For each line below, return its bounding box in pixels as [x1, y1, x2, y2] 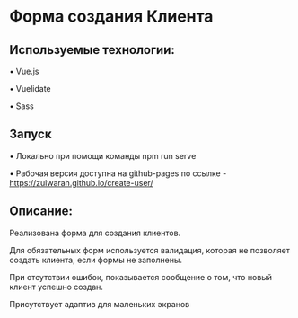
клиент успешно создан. [9, 281, 103, 292]
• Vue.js [9, 66, 39, 76]
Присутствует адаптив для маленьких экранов [9, 298, 190, 309]
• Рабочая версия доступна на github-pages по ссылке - [9, 168, 227, 179]
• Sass [9, 101, 34, 111]
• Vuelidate [9, 84, 51, 93]
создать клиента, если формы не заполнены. [9, 254, 182, 265]
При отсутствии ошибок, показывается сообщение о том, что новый [9, 271, 272, 282]
